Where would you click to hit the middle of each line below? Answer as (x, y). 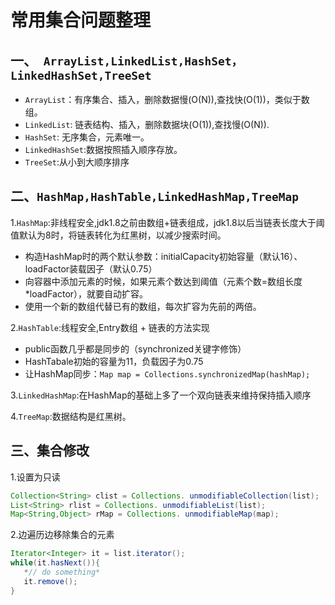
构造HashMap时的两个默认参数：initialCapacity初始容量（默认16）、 (163, 256)
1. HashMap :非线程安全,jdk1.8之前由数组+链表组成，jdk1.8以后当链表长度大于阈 (167, 222)
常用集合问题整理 (81, 20)
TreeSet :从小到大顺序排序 (77, 162)
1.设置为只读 (35, 477)
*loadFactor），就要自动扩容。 (86, 293)
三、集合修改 (50, 451)
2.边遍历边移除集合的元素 (62, 535)
